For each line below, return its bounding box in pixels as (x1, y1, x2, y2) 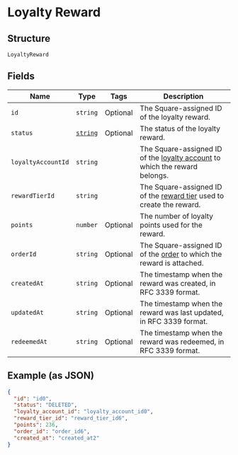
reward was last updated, (140, 307, 225, 317)
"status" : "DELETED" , (13, 401, 78, 409)
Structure (7, 33, 51, 45)
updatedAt (11, 309, 44, 316)
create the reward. (140, 200, 201, 209)
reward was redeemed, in (140, 337, 225, 347)
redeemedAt (11, 338, 47, 345)
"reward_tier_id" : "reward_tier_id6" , (13, 415, 129, 422)
